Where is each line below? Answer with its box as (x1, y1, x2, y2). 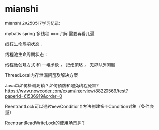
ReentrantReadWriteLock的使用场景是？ (5, 120, 86, 126)
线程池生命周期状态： (5, 51, 48, 57)
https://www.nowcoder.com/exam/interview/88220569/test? (5, 88, 128, 94)
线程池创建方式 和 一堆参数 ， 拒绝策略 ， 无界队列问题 (5, 62, 116, 67)
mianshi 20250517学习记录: (5, 20, 60, 26)
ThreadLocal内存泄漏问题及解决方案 (5, 72, 78, 78)
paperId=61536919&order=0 (5, 93, 63, 99)
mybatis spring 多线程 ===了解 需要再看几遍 (5, 30, 95, 36)
